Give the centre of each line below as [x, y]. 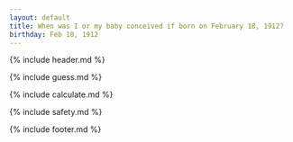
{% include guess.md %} [55, 77]
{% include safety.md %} [56, 112]
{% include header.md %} [57, 60]
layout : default [40, 18]
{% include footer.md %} [55, 129]
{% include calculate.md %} [61, 94]
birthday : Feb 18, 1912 [54, 34]
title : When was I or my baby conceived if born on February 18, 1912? [146, 26]
